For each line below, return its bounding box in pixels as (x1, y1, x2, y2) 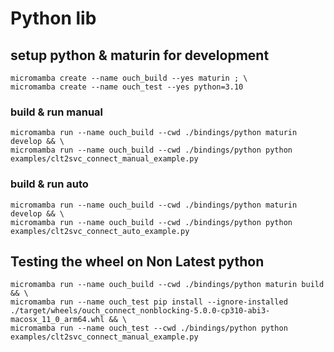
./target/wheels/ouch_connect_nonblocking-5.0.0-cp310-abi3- (10, 306, 271, 316)
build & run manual (10, 105, 104, 119)
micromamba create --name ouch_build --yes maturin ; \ (10, 73, 248, 83)
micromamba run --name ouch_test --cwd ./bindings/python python (10, 323, 288, 334)
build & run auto (10, 177, 89, 191)
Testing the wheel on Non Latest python (10, 253, 265, 270)
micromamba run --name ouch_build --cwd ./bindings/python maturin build (10, 280, 325, 290)
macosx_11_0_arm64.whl (10, 315, 105, 325)
